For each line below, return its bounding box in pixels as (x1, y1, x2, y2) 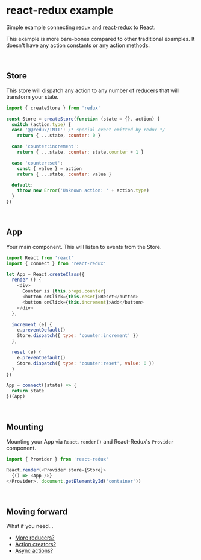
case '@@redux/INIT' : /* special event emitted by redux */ (11, 127, 165, 133)
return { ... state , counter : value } (17, 171, 112, 177)
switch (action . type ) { (11, 121, 71, 127)
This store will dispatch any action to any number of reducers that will (6, 87, 179, 94)
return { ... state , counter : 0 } (17, 133, 101, 139)
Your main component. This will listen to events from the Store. (6, 243, 162, 250)
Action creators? (14, 541, 56, 548)
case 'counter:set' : (11, 160, 63, 166)
